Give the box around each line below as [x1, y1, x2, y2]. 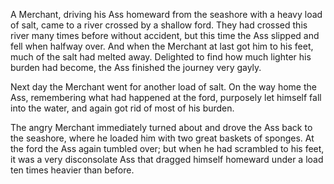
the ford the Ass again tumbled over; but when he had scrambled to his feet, [10, 143, 325, 154]
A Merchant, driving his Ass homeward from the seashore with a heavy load [10, 9, 323, 20]
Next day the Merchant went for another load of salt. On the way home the [10, 81, 317, 93]
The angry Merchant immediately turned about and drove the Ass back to [10, 122, 313, 133]
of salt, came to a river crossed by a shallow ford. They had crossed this [10, 19, 308, 31]
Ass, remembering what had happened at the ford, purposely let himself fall [10, 92, 322, 103]
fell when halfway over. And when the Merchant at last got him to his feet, [10, 40, 314, 52]
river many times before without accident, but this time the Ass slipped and [10, 30, 320, 41]
